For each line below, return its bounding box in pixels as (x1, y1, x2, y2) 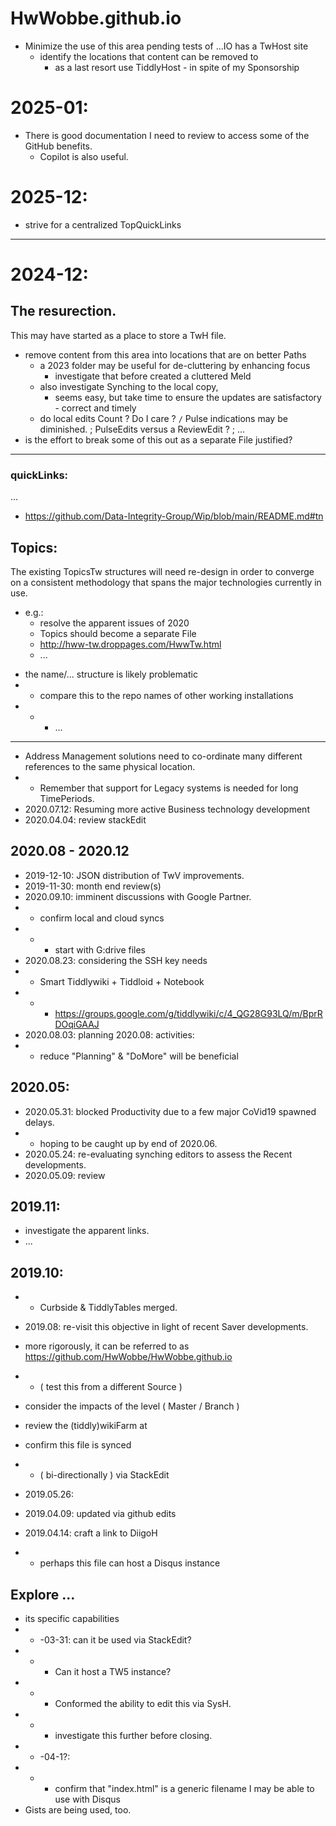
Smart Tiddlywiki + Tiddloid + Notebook (39, 975, 205, 987)
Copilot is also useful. (39, 150, 129, 162)
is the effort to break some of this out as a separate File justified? (24, 433, 293, 446)
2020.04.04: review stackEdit (24, 813, 147, 826)
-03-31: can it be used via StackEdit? (39, 1633, 192, 1646)
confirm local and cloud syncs (39, 912, 165, 924)
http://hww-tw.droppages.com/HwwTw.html (39, 638, 222, 650)
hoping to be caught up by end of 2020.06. (39, 1137, 218, 1149)
